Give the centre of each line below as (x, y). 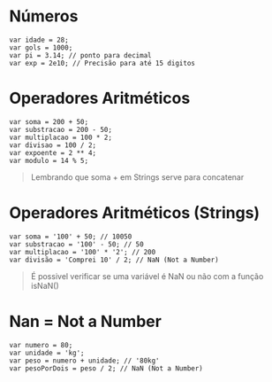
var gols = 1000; (41, 47)
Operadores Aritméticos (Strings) (135, 213)
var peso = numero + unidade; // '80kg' (85, 361)
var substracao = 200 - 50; (61, 129)
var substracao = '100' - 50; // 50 (76, 244)
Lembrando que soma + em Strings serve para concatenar (137, 177)
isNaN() (45, 285)
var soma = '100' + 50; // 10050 (71, 237)
